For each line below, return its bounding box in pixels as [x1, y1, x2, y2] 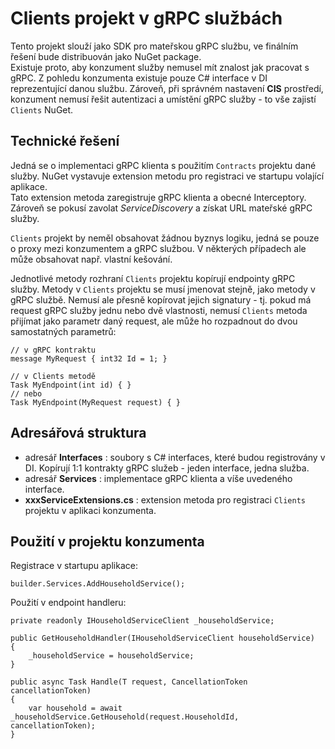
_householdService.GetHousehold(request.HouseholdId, [10, 712, 240, 722]
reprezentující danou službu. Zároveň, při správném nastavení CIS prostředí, [10, 82, 324, 94]
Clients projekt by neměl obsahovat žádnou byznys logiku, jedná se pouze [10, 232, 320, 244]
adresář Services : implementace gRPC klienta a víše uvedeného [24, 472, 293, 484]
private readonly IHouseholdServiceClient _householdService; [10, 616, 275, 626]
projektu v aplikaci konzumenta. [24, 504, 157, 516]
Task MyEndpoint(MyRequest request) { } [10, 397, 182, 407]
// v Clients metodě [10, 371, 97, 381]
